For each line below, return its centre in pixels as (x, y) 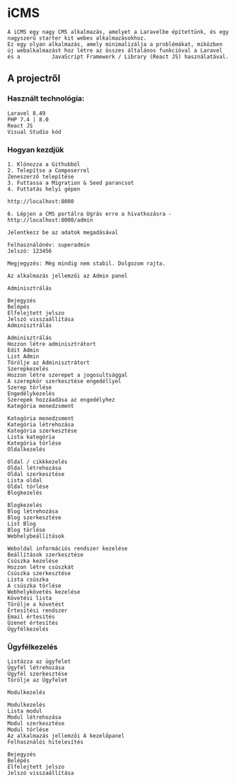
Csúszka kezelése (33, 561)
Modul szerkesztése (36, 724)
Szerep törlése (30, 387)
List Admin (23, 356)
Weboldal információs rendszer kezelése (68, 548)
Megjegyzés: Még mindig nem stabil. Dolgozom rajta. (87, 263)
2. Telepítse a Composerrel (49, 170)
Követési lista (30, 598)
